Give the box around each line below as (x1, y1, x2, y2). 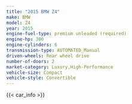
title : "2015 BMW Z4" (6, 8, 60, 15)
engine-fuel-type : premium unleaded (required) (6, 31, 127, 37)
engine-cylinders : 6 (6, 42, 58, 48)
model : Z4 (6, 20, 31, 26)
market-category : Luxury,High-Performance (6, 64, 113, 70)
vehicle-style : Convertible (6, 75, 76, 81)
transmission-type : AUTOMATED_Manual (6, 48, 100, 53)
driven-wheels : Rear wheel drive (6, 53, 90, 59)
